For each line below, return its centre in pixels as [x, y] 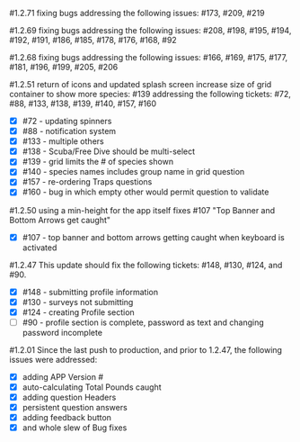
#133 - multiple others [63, 141]
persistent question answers [75, 407]
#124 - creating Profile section [78, 312]
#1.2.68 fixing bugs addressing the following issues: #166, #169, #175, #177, [149, 57]
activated [40, 248]
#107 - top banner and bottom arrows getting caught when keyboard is [153, 237]
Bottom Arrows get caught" [60, 220]
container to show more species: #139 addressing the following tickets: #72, [150, 94]
